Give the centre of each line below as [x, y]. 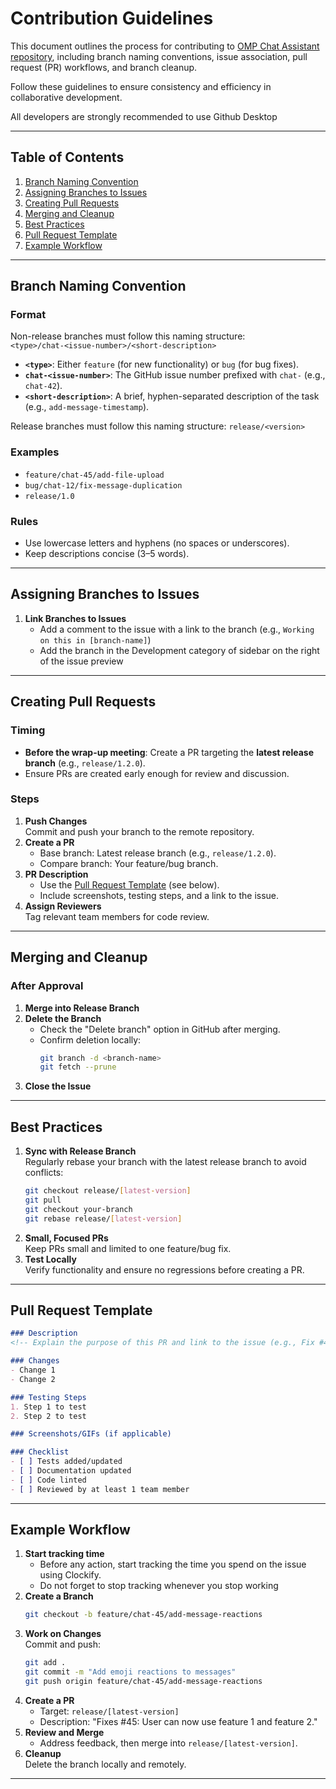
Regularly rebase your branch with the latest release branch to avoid [165, 1162]
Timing [28, 730]
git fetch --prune [78, 1067]
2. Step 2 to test [48, 1416]
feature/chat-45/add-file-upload [94, 475]
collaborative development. [66, 97]
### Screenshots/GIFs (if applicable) [91, 1434]
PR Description [56, 874]
